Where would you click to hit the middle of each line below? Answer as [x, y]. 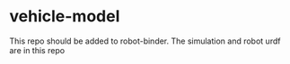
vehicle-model [65, 16]
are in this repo [37, 50]
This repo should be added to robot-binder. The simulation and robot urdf [145, 41]
